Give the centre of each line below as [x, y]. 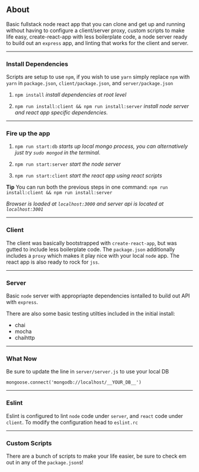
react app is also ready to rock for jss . [53, 262]
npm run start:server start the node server [68, 164]
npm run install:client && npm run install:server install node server [102, 106]
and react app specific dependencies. [61, 113]
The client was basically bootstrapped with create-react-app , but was [92, 243]
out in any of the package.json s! [45, 462]
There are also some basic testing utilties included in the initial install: [91, 313]
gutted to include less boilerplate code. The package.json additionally [91, 249]
